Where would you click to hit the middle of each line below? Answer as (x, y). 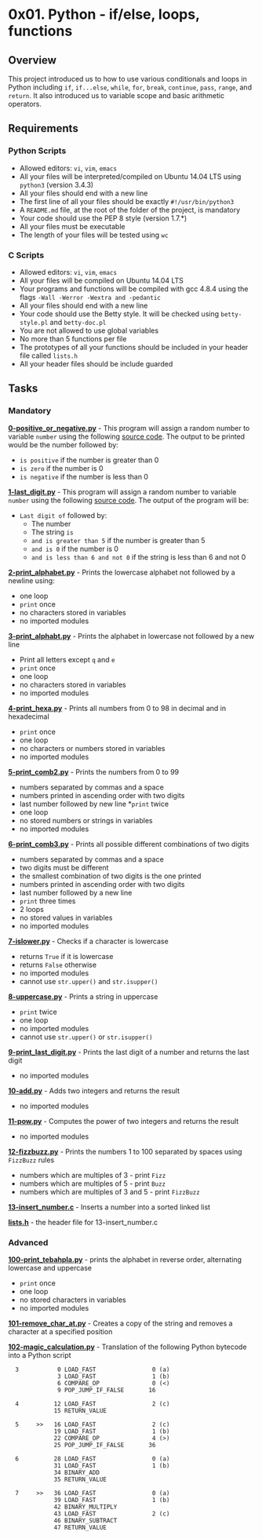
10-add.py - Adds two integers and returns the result (94, 1090)
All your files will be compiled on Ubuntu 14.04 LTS (102, 280)
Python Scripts (37, 151)
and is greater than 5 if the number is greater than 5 (118, 540)
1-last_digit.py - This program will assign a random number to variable (122, 491)
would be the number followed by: (64, 444)
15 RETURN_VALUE (80, 1410)
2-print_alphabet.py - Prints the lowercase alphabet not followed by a (122, 572)
